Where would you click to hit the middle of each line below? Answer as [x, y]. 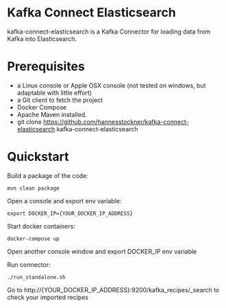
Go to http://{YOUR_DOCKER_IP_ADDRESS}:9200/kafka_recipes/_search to [113, 290]
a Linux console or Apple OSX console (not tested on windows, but [111, 85]
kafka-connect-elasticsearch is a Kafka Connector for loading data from [109, 31]
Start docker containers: [41, 226]
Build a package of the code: [48, 175]
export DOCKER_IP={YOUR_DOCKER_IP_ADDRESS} [70, 214]
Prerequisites [46, 67]
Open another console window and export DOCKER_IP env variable [102, 251]
